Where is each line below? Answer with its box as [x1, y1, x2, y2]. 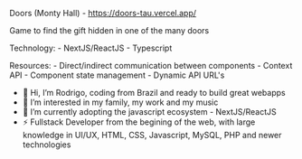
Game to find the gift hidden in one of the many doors [9, 25, 210, 35]
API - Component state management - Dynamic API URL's [9, 70, 225, 80]
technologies [22, 139, 71, 150]
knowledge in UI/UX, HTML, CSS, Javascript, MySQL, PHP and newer [22, 130, 282, 140]
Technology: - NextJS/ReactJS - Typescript [9, 42, 173, 53]
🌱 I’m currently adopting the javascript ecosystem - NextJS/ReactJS [22, 107, 278, 117]
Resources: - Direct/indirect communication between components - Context [9, 61, 293, 70]
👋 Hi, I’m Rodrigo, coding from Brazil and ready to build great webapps [22, 88, 287, 98]
